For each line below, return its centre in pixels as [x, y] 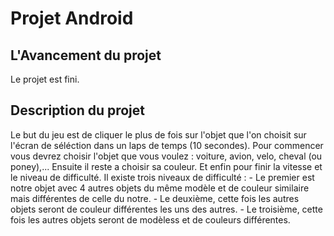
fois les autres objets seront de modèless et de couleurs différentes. [150, 219]
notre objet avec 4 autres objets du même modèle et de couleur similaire [160, 188]
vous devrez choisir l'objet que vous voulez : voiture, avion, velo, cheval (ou [166, 156]
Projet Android [72, 18]
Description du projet [78, 110]
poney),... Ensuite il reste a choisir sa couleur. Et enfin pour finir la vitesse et [166, 166]
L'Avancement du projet [86, 55]
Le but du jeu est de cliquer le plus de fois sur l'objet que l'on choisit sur [158, 134]
